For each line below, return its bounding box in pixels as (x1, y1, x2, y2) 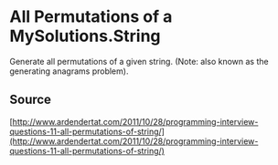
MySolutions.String (9, 26, 162, 46)
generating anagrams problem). (9, 66, 129, 77)
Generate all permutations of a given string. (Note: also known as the (9, 56, 269, 67)
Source (9, 92, 52, 108)
